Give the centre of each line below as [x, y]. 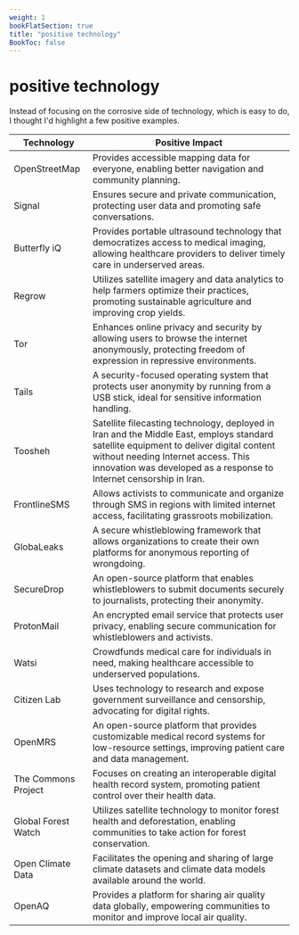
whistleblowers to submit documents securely [188, 590]
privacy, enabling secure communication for [184, 626]
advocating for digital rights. [151, 711]
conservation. [121, 844]
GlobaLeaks [39, 547]
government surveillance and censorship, [179, 699]
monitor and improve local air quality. [170, 917]
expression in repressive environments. [174, 360]
